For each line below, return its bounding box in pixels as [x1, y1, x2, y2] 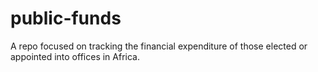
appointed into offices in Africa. [10, 50, 140, 62]
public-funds [10, 7, 122, 30]
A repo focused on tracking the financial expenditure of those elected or [10, 40, 308, 52]
